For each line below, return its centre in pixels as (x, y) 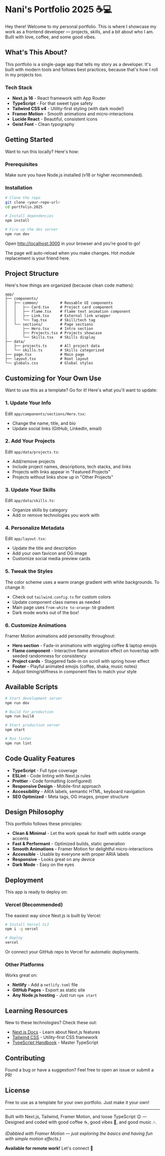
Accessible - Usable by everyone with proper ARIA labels (70, 854)
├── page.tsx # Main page (45, 355)
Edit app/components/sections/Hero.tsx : (45, 414)
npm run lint (18, 743)
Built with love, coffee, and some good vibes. (51, 37)
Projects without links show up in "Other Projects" (63, 477)
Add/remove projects (34, 461)
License (17, 1090)
